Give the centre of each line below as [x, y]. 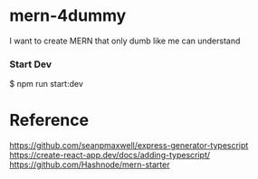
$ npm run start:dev [47, 84]
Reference [49, 121]
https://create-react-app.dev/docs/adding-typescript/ [110, 155]
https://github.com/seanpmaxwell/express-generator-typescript [129, 146]
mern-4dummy [68, 16]
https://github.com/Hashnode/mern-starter [90, 165]
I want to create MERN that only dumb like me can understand [125, 41]
